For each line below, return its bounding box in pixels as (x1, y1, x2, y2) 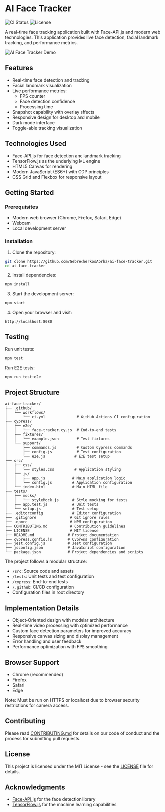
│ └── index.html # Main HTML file (5, 485, 108, 490)
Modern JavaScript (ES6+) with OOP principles (12, 168, 109, 175)
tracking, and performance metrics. (5, 39, 78, 45)
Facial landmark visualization (12, 82, 72, 88)
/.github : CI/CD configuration (12, 584, 74, 590)
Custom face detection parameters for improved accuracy (12, 628, 132, 634)
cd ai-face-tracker (5, 263, 46, 269)
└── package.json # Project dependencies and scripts (5, 550, 143, 555)
